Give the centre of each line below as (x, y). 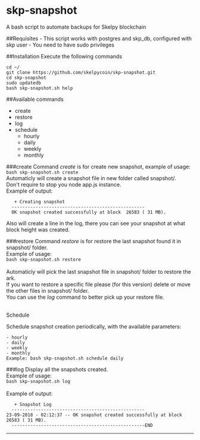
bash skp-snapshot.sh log (38, 381)
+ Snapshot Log (33, 404)
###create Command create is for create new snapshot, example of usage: (98, 166)
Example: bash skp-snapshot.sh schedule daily (65, 358)
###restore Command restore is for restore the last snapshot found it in (94, 241)
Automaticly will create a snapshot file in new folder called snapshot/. (91, 178)
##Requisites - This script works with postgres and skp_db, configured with (99, 38)
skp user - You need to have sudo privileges (60, 45)
